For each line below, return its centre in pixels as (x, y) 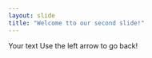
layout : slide (32, 15)
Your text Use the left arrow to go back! (73, 45)
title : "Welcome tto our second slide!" (77, 23)
